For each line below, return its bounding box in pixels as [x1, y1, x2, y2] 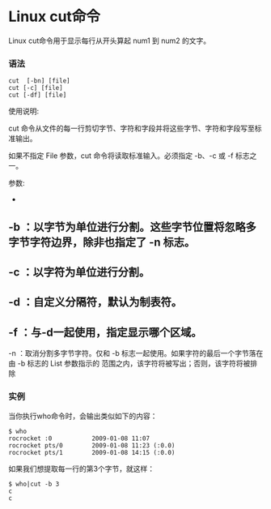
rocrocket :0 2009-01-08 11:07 [8, 434, 150, 443]
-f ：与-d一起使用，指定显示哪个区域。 [8, 325, 202, 339]
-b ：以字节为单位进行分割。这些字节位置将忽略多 [8, 220, 257, 233]
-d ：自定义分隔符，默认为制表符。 [8, 295, 183, 309]
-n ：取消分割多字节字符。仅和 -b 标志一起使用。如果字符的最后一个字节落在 [8, 349, 264, 358]
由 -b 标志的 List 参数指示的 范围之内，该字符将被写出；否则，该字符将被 [8, 358, 251, 369]
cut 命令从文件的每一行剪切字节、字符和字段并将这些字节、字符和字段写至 [8, 123, 255, 134]
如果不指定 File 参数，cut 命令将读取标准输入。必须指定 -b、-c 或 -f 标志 [8, 151, 250, 160]
